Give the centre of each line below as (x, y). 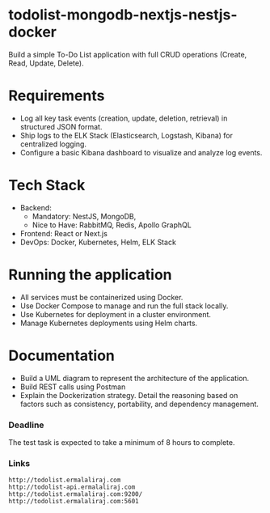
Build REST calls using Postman (73, 387)
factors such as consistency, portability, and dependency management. (139, 404)
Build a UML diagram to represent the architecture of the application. (135, 378)
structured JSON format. (61, 126)
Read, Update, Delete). (46, 63)
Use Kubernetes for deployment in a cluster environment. (116, 314)
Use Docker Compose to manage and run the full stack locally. (124, 306)
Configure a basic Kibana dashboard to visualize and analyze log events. (141, 152)
